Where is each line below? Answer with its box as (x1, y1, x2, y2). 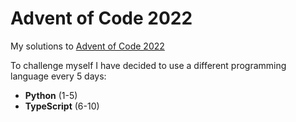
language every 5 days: (10, 70, 107, 82)
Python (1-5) (24, 89, 78, 101)
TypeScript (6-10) (24, 100, 100, 112)
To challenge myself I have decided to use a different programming (10, 59, 287, 71)
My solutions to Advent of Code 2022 (10, 40, 165, 52)
